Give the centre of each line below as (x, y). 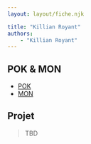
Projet (21, 116)
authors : (20, 34)
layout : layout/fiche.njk (45, 14)
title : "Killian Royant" (44, 27)
